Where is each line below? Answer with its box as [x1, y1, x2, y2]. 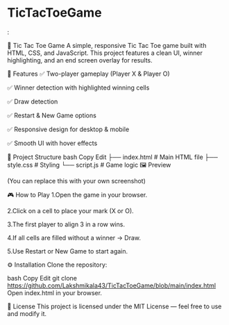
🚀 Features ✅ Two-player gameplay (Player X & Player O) [7, 69, 170, 78]
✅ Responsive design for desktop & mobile [7, 125, 130, 133]
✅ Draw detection [7, 97, 58, 106]
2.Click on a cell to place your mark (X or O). [7, 206, 134, 215]
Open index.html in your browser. [7, 288, 103, 297]
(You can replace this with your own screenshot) [7, 176, 146, 185]
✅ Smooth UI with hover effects [7, 139, 98, 147]
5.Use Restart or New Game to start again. [7, 247, 128, 255]
